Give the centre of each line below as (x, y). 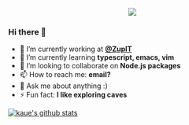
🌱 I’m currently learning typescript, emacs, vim (97, 57)
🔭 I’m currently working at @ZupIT (76, 49)
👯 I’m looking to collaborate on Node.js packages (100, 66)
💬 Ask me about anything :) (63, 86)
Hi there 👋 (28, 31)
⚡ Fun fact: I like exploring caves (73, 95)
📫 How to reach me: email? (65, 75)
